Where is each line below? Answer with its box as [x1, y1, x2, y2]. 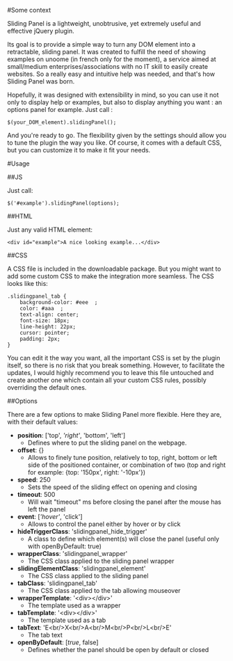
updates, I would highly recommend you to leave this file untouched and [7, 369, 214, 376]
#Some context [7, 6, 51, 14]
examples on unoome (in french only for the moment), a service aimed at [7, 55, 217, 63]
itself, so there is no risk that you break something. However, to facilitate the [7, 361, 225, 369]
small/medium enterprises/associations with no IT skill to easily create [7, 63, 209, 70]
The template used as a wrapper [27, 601, 121, 610]
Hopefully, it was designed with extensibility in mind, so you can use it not [7, 90, 219, 99]
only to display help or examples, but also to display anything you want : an [7, 98, 223, 106]
